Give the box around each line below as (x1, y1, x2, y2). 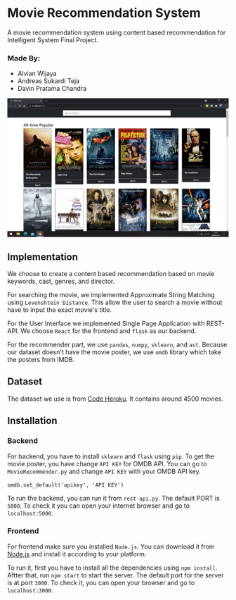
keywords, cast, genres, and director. (7, 277, 115, 286)
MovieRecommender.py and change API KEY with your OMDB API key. (7, 467, 202, 475)
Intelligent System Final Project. (7, 35, 99, 44)
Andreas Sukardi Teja (17, 77, 79, 85)
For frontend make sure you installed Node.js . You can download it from (7, 542, 216, 551)
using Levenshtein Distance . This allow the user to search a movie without (7, 298, 223, 307)
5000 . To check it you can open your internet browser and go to (7, 501, 190, 510)
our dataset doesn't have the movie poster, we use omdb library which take (7, 348, 221, 356)
